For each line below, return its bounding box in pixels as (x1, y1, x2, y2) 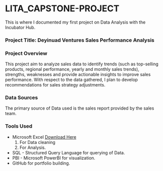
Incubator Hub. (5, 24, 36, 30)
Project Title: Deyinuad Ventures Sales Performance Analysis (5, 36, 155, 43)
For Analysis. (19, 144, 46, 150)
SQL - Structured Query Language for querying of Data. (12, 149, 125, 155)
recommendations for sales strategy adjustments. (5, 82, 106, 88)
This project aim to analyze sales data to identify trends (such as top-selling (5, 61, 159, 67)
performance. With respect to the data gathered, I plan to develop (5, 77, 138, 83)
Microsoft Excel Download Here (12, 134, 77, 140)
